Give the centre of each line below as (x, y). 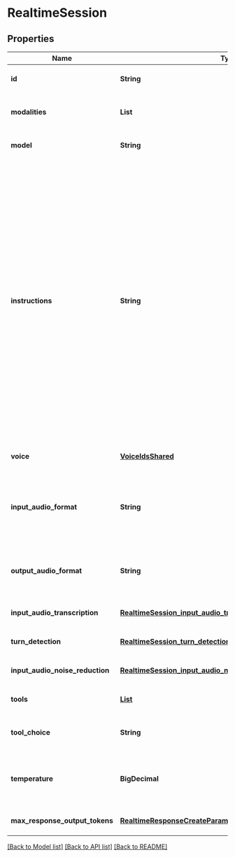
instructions (31, 301)
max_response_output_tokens (62, 821)
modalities (29, 112)
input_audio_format (44, 507)
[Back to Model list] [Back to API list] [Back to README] (87, 847)
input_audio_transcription (55, 613)
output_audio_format (47, 571)
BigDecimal (140, 779)
